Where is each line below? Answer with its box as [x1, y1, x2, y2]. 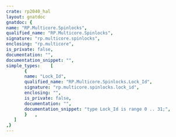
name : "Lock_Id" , [24, 73, 66, 79]
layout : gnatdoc [6, 14, 45, 20]
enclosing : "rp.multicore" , [6, 41, 75, 47]
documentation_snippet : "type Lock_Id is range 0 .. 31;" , [24, 106, 171, 112]
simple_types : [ [6, 62, 54, 69]
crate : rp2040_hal [6, 8, 51, 15]
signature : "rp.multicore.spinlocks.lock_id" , [24, 85, 140, 90]
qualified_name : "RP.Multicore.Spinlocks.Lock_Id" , [24, 79, 153, 85]
